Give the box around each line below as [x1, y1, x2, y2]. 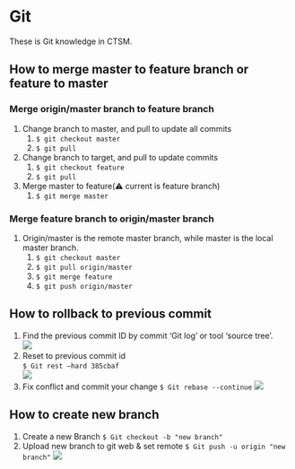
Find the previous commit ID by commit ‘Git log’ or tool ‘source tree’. [22, 330, 273, 341]
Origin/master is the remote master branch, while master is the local [22, 232, 273, 243]
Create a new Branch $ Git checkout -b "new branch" [22, 430, 223, 441]
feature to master [9, 76, 109, 91]
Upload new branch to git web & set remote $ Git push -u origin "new [22, 440, 286, 451]
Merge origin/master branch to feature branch [9, 103, 215, 116]
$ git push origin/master [35, 282, 133, 291]
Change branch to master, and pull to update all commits [22, 123, 232, 134]
